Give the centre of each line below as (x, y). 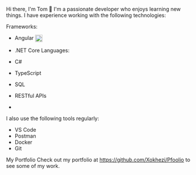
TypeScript (28, 73)
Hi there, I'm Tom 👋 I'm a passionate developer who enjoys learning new (93, 9)
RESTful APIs (31, 96)
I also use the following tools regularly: (53, 119)
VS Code (25, 130)
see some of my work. (33, 166)
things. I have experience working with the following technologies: (86, 15)
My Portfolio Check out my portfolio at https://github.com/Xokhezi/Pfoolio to (98, 160)
